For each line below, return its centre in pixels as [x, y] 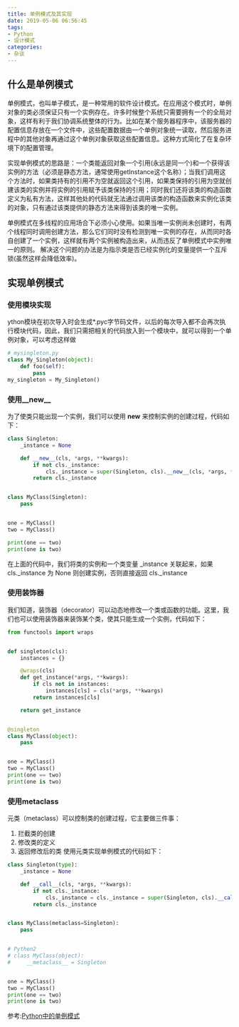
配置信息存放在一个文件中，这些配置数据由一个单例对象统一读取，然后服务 [116, 130]
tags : [15, 27]
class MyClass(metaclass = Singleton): [63, 924]
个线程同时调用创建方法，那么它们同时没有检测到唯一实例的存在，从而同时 [116, 231]
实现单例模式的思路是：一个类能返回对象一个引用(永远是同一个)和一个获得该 [119, 163]
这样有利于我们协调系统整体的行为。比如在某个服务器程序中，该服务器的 [126, 121]
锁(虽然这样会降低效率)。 [44, 258]
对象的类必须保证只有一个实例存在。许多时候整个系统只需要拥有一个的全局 [116, 112]
